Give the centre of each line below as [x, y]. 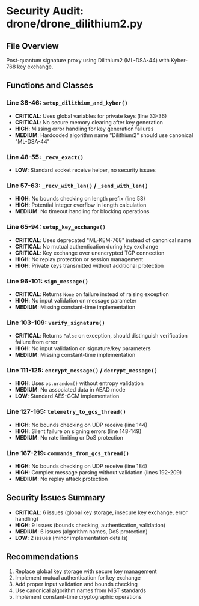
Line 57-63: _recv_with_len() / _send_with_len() [77, 186]
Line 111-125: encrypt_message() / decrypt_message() [82, 371]
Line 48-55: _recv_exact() [45, 157]
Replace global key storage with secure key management [86, 571]
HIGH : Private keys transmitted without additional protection [89, 265]
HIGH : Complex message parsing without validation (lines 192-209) [98, 473]
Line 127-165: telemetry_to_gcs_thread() [66, 411]
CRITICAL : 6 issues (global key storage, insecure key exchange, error [101, 512]
